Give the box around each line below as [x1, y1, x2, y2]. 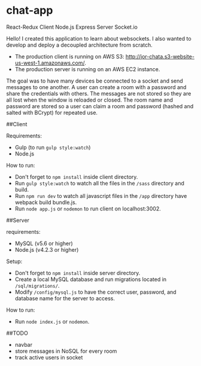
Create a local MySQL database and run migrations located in [14, 276, 167, 283]
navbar [14, 341, 33, 348]
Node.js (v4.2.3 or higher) [14, 246, 79, 253]
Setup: [6, 258, 23, 265]
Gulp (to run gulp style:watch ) [14, 144, 91, 151]
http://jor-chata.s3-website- [125, 53, 195, 60]
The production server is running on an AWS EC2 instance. [14, 65, 160, 72]
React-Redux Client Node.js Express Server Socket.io [6, 23, 138, 30]
